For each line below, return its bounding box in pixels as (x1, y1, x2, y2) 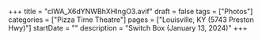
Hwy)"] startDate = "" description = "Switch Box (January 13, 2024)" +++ (8, 24, 248, 32)
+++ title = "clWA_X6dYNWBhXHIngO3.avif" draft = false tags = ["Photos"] (8, 7, 253, 16)
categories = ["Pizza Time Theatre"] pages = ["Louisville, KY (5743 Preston (8, 15, 255, 24)
